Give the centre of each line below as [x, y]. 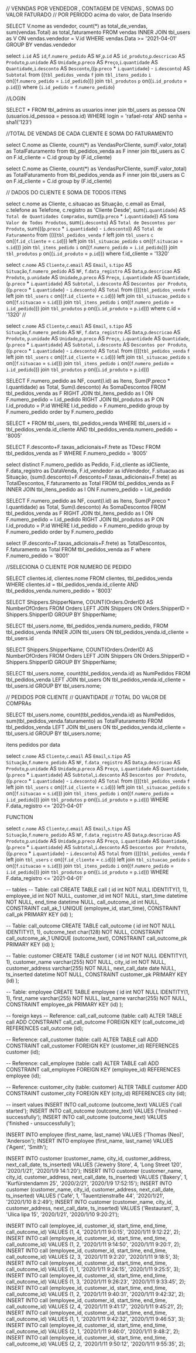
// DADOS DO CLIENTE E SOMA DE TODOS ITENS [66, 192]
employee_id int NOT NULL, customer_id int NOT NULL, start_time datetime [97, 896]
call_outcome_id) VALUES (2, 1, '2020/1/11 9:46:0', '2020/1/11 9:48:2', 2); [93, 1331]
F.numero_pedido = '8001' [38, 556]
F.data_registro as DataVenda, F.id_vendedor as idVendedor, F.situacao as [95, 471]
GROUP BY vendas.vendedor [41, 44]
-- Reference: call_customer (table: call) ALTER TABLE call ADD [82, 1039]
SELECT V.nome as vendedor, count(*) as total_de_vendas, [77, 26]
